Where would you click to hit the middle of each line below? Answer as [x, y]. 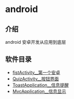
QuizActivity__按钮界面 [35, 78]
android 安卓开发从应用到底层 [36, 42]
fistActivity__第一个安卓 [36, 72]
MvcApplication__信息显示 [39, 91]
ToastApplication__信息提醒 [40, 85]
